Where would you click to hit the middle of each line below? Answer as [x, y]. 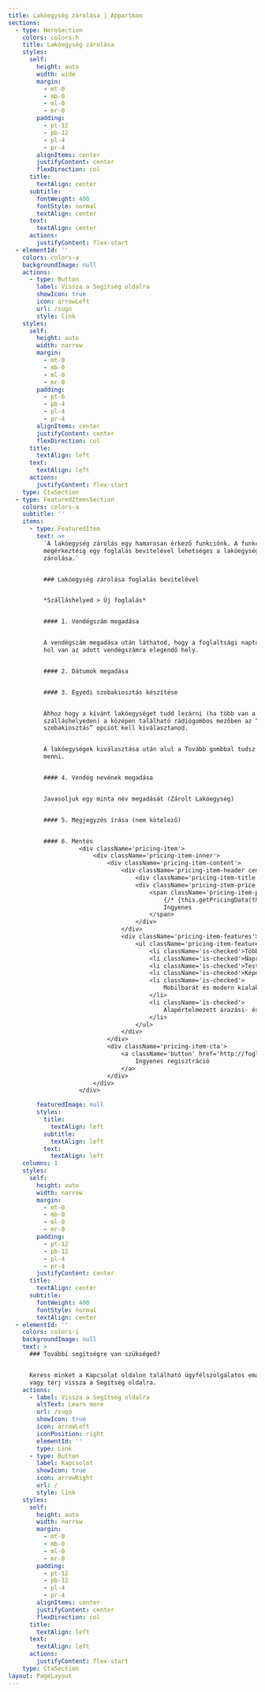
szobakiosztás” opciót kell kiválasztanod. [116, 728]
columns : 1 [40, 1163]
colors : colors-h [51, 37]
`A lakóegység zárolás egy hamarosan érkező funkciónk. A [140, 543]
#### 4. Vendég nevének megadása [98, 778]
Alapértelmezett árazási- [205, 1010]
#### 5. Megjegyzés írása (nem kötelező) [112, 820]
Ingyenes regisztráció [173, 1061]
